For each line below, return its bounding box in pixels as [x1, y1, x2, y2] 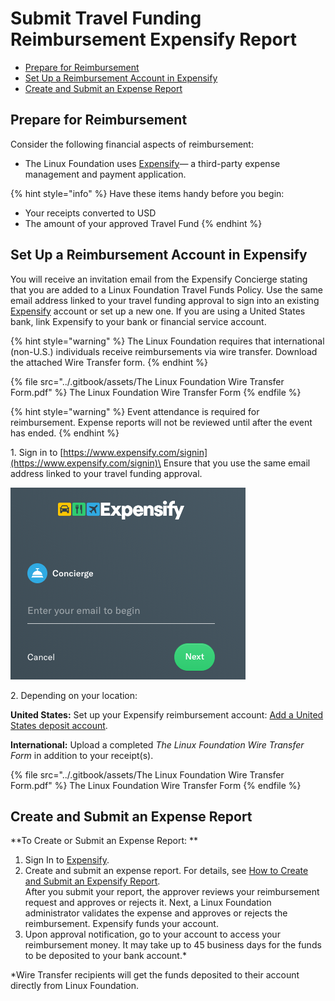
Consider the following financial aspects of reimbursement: [10, 138, 254, 150]
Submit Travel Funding [10, 7, 202, 30]
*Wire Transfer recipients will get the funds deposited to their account [10, 969, 300, 981]
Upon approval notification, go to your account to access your [24, 928, 281, 941]
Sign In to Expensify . [24, 854, 110, 866]
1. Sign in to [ [10, 446, 64, 458]
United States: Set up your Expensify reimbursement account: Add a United [10, 708, 324, 721]
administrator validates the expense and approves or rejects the [24, 907, 288, 919]
